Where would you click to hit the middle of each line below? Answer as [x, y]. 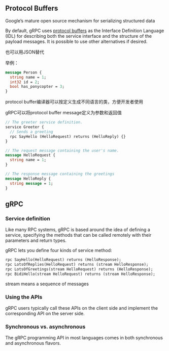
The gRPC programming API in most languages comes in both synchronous [84, 338]
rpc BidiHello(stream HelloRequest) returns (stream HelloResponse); [80, 274]
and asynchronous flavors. [33, 343]
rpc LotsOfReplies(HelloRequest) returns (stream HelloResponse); [77, 265]
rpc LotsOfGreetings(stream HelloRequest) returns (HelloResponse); [79, 269]
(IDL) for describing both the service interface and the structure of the [79, 36]
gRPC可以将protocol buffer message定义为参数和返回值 [63, 113]
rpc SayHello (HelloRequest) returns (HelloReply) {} [68, 136]
